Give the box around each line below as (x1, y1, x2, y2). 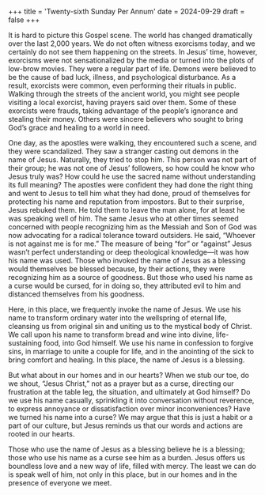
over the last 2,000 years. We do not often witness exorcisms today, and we (8, 39, 256, 48)
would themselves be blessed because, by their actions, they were (8, 264, 225, 274)
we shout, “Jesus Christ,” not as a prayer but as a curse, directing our (8, 379, 234, 388)
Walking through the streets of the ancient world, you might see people (8, 89, 240, 98)
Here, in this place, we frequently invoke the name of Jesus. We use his (8, 304, 241, 314)
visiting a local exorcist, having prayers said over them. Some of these (8, 98, 237, 107)
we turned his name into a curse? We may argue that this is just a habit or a (8, 413, 253, 421)
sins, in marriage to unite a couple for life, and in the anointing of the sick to (8, 347, 255, 356)
